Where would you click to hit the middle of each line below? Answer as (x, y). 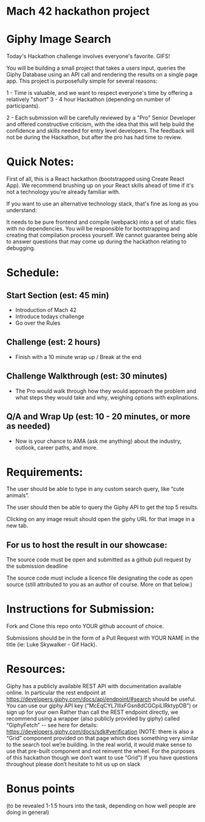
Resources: (36, 669)
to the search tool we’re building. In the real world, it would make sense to (99, 745)
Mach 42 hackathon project (78, 11)
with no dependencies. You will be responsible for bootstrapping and (93, 229)
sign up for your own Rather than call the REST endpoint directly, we (92, 712)
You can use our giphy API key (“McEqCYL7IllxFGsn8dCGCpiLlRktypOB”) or (102, 706)
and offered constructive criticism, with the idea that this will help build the (100, 124)
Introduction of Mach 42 (46, 310)
